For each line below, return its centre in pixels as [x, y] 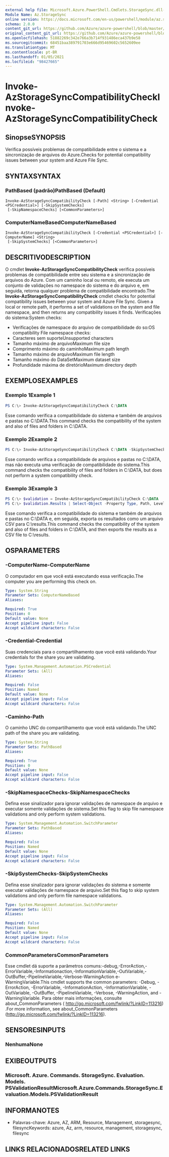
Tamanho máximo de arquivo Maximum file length [63, 355]
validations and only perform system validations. [55, 814]
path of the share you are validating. [43, 733]
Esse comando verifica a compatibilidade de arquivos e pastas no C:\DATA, [83, 459]
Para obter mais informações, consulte [82, 998]
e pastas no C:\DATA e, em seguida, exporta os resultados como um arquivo [84, 519]
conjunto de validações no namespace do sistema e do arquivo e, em [77, 285]
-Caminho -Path [25, 717]
